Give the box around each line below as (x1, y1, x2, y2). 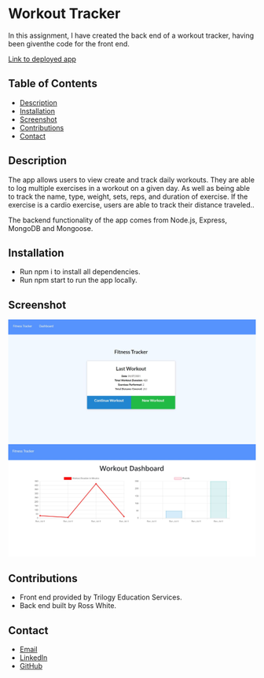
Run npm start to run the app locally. (19, 276, 137, 285)
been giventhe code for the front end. (8, 38, 130, 48)
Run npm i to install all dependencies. (19, 267, 141, 277)
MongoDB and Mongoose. (8, 223, 93, 233)
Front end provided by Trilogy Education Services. (19, 592, 182, 602)
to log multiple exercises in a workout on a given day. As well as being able (8, 183, 250, 192)
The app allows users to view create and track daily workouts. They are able (8, 174, 255, 185)
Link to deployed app (8, 54, 77, 64)
